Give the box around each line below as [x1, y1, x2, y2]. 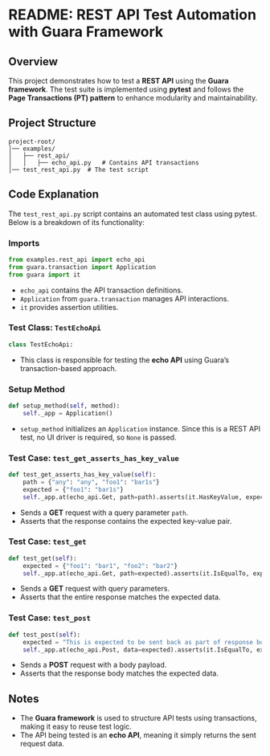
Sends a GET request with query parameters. [19, 584, 170, 594]
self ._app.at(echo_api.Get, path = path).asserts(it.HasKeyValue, [22, 492, 243, 501]
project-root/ [8, 137, 56, 145]
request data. [19, 739, 64, 749]
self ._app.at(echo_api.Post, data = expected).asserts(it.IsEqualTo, [22, 645, 253, 654]
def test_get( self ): [8, 554, 78, 562]
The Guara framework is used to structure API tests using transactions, [19, 713, 257, 723]
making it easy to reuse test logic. [19, 721, 133, 732]
